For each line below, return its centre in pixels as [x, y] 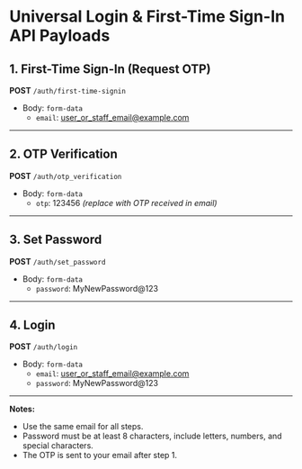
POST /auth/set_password [58, 261]
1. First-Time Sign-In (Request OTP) [110, 69]
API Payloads [60, 36]
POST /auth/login [44, 347]
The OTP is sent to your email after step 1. [100, 455]
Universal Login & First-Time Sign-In [147, 17]
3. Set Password [56, 240]
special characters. [58, 446]
